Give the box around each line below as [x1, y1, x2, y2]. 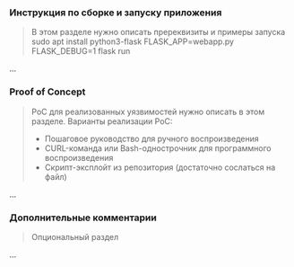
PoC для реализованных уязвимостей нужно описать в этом [30, 106, 265, 117]
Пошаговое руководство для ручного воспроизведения [44, 133, 259, 144]
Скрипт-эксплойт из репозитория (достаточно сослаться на [44, 162, 276, 173]
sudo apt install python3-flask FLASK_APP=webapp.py [30, 36, 235, 47]
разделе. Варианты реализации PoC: [30, 115, 173, 127]
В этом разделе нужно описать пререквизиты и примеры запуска [30, 27, 286, 38]
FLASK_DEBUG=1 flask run [30, 46, 131, 57]
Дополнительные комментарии [9, 211, 157, 224]
